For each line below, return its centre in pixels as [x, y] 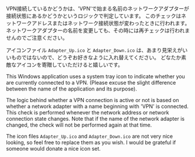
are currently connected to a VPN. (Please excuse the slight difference [91, 83]
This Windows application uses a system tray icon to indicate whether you [96, 76]
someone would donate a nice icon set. [54, 149]
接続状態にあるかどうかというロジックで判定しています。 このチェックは [94, 16]
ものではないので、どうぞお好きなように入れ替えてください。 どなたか [96, 57]
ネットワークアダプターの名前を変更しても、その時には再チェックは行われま [98, 30]
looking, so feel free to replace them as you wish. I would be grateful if [91, 142]
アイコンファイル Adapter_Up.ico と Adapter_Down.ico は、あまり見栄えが [94, 50]
